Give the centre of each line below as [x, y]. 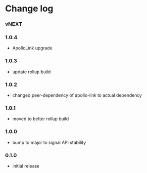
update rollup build [31, 72]
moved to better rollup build [41, 119]
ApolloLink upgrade [32, 48]
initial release [26, 166]
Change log [29, 9]
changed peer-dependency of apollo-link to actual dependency [77, 95]
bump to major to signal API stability [49, 142]
